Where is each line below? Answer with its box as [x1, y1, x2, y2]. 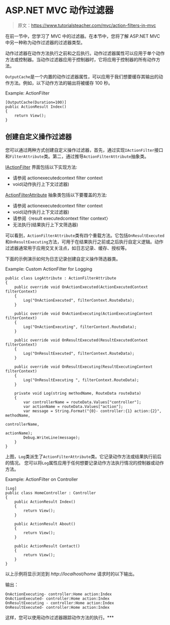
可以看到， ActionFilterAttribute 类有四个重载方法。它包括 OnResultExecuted [5, 232, 164, 238]
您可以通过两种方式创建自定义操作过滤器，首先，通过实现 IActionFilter [5, 147, 155, 153]
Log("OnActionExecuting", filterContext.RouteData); [23, 324, 137, 329]
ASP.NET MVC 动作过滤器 [5, 5, 114, 16]
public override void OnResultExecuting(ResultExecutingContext [14, 364, 153, 369]
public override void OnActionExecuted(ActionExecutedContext [14, 284, 148, 289]
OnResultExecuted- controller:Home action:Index [5, 605, 110, 610]
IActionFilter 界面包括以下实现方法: [5, 164, 77, 170]
